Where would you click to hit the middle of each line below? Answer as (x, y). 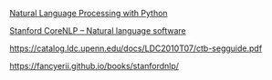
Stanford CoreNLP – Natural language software (98, 30)
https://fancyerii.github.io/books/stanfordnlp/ (94, 66)
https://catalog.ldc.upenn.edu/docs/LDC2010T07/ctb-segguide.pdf (136, 48)
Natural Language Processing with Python (89, 13)
